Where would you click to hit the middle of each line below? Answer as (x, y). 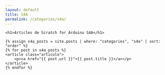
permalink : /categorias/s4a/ (36, 19)
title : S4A (17, 14)
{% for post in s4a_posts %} (36, 50)
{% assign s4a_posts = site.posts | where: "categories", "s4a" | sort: (83, 41)
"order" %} (17, 46)
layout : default (22, 10)
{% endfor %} (19, 68)
